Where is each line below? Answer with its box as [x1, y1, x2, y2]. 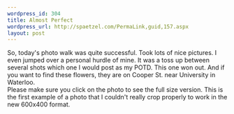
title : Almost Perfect [7, 17, 73, 24]
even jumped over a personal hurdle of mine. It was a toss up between [7, 56, 210, 65]
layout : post [7, 29, 45, 37]
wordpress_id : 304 [7, 10, 61, 17]
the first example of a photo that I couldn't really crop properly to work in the [7, 93, 228, 101]
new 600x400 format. [7, 100, 71, 108]
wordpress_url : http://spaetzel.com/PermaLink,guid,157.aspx [7, 23, 189, 30]
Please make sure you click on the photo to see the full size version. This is [7, 85, 224, 94]
